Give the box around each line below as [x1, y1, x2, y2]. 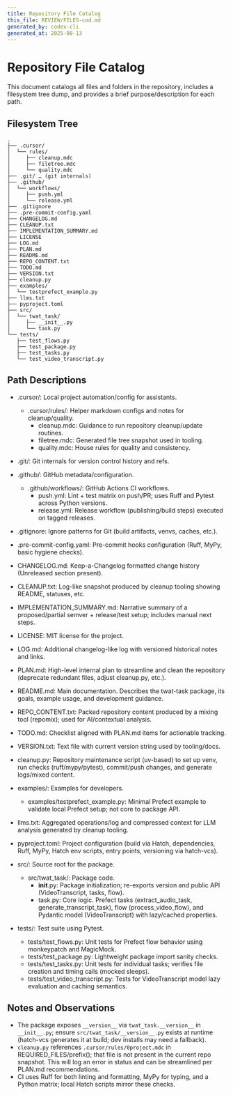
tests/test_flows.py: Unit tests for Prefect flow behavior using [27, 938, 203, 946]
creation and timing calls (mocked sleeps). [27, 967, 150, 975]
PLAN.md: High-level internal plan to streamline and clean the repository [17, 666, 225, 674]
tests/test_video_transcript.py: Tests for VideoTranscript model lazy [27, 974, 220, 983]
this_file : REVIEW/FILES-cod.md [7, 17, 101, 24]
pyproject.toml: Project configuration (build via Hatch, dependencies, [17, 839, 216, 847]
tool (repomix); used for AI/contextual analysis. [17, 715, 152, 723]
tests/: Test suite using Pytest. [17, 924, 104, 932]
